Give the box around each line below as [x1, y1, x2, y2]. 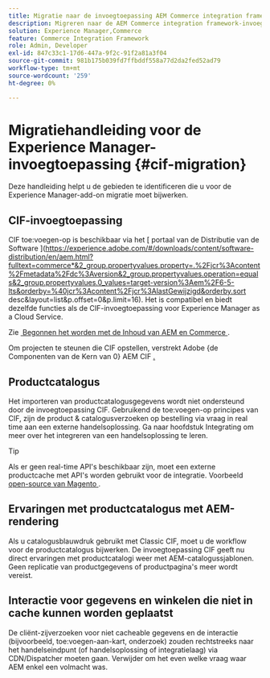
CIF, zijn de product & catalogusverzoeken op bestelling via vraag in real [8, 414, 248, 424]
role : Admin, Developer [8, 42, 88, 50]
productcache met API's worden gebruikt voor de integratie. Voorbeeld [8, 470, 243, 480]
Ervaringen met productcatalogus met [8, 502, 203, 516]
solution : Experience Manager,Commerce [8, 27, 142, 35]
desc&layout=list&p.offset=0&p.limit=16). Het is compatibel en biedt [8, 295, 233, 304]
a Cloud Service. [8, 312, 63, 322]
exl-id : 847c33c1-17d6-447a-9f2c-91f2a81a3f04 [8, 49, 167, 57]
